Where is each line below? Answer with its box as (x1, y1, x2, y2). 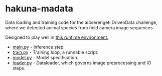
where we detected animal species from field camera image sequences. (5, 24, 154, 30)
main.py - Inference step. (12, 44, 65, 50)
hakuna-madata (5, 3, 74, 14)
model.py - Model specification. (12, 54, 79, 60)
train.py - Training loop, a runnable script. (12, 49, 99, 55)
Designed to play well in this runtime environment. (5, 34, 109, 40)
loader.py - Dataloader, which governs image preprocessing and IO (12, 60, 151, 66)
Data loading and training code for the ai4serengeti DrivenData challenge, (5, 19, 158, 25)
